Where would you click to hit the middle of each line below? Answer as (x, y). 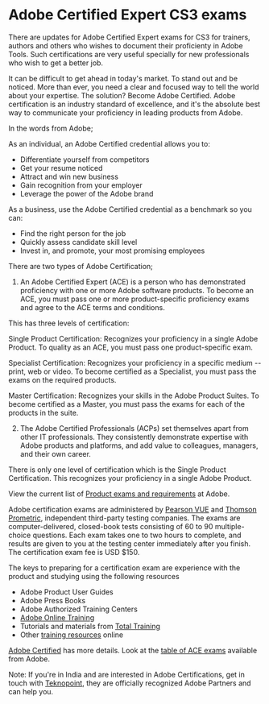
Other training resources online (71, 635)
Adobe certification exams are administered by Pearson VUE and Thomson (132, 509)
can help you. (31, 691)
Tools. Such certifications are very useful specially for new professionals (129, 54)
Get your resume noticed (61, 168)
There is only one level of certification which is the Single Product (118, 470)
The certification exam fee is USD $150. (74, 552)
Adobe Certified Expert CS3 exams (128, 15)
